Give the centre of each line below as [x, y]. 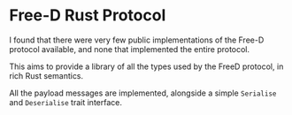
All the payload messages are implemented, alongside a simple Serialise [143, 93]
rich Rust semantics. [46, 75]
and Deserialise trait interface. [65, 102]
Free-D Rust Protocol [88, 15]
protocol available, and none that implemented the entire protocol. [130, 49]
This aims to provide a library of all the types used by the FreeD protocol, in [146, 66]
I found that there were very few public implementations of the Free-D [137, 40]
